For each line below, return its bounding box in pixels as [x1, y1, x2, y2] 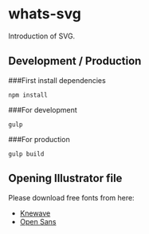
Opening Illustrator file [8, 172, 123, 185]
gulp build [8, 149, 45, 158]
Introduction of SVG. [8, 31, 76, 41]
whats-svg [8, 5, 81, 23]
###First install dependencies [8, 75, 106, 85]
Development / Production [8, 54, 142, 68]
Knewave [19, 208, 51, 218]
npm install [8, 91, 48, 99]
